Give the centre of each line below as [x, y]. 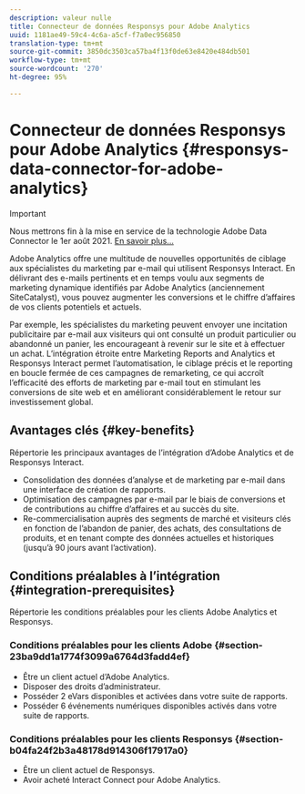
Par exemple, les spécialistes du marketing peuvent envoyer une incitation [149, 324]
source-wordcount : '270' [56, 69]
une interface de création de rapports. [94, 489]
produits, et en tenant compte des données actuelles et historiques [148, 537]
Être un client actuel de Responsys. [89, 769]
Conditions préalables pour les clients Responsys [121, 738]
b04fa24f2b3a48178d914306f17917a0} [99, 750]
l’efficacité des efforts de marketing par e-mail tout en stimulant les [135, 382]
